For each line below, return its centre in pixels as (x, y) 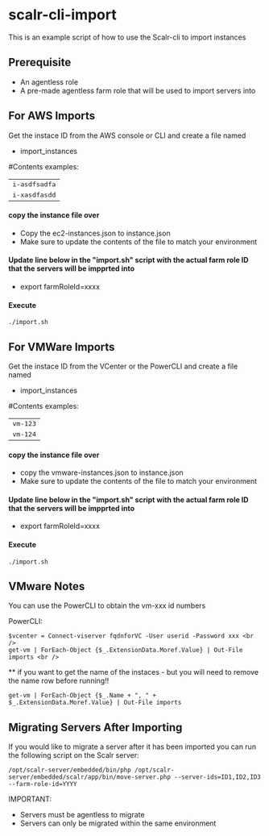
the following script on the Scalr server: (74, 755)
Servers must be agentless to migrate (82, 815)
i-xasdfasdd (34, 195)
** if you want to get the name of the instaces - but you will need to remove (134, 672)
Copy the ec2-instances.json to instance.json (95, 233)
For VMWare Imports (62, 347)
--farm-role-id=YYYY (43, 784)
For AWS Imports (52, 116)
